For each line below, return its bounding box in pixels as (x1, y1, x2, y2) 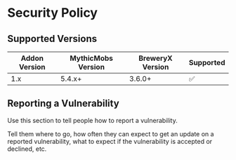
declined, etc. (7, 145, 47, 153)
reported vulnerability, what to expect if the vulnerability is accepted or (7, 137, 213, 145)
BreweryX (138, 54, 173, 63)
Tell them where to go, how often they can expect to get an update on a (7, 129, 214, 138)
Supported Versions (7, 33, 97, 45)
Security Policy (7, 5, 98, 21)
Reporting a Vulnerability (7, 98, 119, 110)
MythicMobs (70, 54, 114, 63)
